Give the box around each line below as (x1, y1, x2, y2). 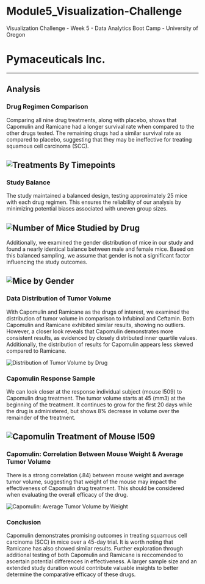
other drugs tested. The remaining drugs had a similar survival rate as (6, 129, 182, 137)
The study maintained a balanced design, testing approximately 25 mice (6, 192, 188, 200)
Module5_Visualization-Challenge (6, 4, 182, 18)
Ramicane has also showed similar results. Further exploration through (6, 545, 183, 552)
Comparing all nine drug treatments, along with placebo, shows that (6, 116, 177, 123)
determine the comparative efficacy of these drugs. (6, 571, 136, 578)
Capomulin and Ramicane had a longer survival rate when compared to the (6, 123, 195, 130)
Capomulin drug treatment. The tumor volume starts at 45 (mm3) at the (6, 395, 185, 402)
